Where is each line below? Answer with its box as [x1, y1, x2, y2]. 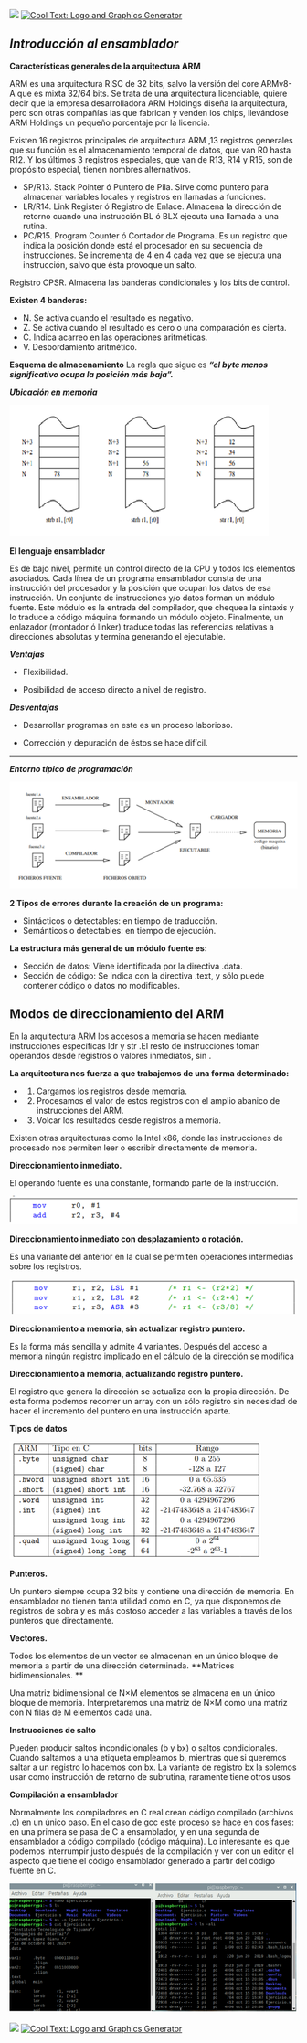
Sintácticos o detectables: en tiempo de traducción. [22, 916, 217, 926]
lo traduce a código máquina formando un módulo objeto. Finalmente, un [9, 611, 284, 622]
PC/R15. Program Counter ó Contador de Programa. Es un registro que [22, 229, 288, 241]
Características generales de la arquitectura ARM [9, 60, 201, 71]
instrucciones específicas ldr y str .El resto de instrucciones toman [9, 1040, 260, 1051]
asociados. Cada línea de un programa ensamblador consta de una [9, 572, 262, 584]
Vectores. [9, 1633, 48, 1644]
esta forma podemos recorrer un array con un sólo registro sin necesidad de [9, 1396, 298, 1407]
